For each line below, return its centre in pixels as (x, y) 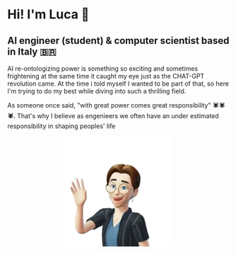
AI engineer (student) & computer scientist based (118, 41)
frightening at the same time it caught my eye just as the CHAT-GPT (106, 76)
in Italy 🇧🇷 (32, 51)
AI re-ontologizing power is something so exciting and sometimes (103, 69)
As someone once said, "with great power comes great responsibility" (109, 105)
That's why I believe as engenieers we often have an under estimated (118, 116)
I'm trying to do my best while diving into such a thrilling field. (97, 91)
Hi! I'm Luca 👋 (48, 15)
